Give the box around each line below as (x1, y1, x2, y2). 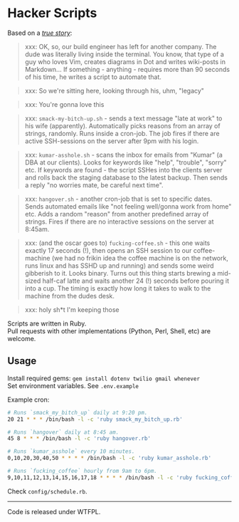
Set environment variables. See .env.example (7, 381, 139, 390)
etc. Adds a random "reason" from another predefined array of (24, 209, 209, 218)
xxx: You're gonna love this (24, 100, 105, 108)
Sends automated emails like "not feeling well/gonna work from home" (24, 202, 232, 211)
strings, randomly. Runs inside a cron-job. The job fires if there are (24, 129, 220, 137)
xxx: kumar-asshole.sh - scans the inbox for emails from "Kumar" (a (24, 150, 223, 159)
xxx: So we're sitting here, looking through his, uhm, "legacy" (24, 86, 205, 95)
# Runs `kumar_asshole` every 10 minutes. (7, 448, 135, 455)
